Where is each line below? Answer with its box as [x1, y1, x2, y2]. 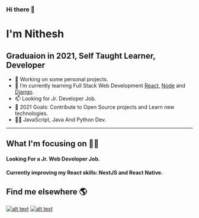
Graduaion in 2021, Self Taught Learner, [6, 50, 156, 61]
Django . [14, 88, 34, 95]
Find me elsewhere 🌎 [6, 187, 88, 197]
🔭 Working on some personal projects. [14, 75, 108, 82]
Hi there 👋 [6, 5, 36, 14]
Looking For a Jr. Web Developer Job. [6, 155, 101, 162]
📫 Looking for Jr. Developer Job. [14, 95, 97, 102]
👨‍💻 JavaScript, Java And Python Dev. [14, 116, 107, 123]
